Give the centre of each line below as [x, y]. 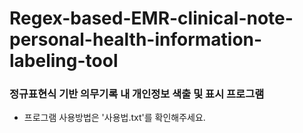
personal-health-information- [136, 39]
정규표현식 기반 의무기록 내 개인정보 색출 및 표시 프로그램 [137, 94]
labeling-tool [64, 61]
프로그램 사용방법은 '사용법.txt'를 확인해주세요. [114, 118]
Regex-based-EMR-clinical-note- [151, 18]
